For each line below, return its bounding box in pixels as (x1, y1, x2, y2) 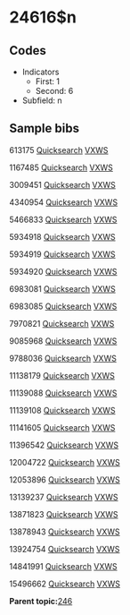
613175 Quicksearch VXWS (9, 144, 109, 155)
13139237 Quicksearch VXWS (9, 491, 118, 502)
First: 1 (35, 76, 61, 87)
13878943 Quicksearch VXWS (9, 526, 120, 537)
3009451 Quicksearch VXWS (9, 179, 116, 190)
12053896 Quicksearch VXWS (9, 474, 120, 485)
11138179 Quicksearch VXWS (9, 370, 116, 380)
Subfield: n (21, 95, 62, 106)
